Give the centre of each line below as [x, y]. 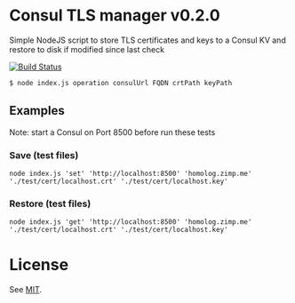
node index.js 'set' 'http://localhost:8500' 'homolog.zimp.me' [131, 173]
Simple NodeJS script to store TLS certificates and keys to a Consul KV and [147, 40]
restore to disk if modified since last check [87, 49]
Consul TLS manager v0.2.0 [115, 16]
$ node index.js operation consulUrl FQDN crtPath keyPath [121, 83]
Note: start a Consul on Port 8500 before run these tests [112, 132]
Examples [37, 111]
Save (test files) [44, 155]
